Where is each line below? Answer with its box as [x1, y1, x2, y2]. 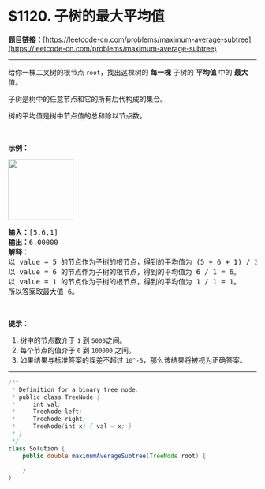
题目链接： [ [8, 35, 46, 44]
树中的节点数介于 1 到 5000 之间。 [19, 335, 127, 344]
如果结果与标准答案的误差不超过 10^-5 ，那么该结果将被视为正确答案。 [19, 355, 247, 364]
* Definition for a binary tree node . [11, 386, 140, 393]
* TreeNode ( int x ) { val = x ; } [11, 423, 132, 431]
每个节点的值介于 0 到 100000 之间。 [19, 345, 136, 355]
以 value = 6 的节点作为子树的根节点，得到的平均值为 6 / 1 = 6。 [8, 267, 241, 276]
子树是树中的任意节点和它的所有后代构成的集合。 [8, 94, 167, 103]
